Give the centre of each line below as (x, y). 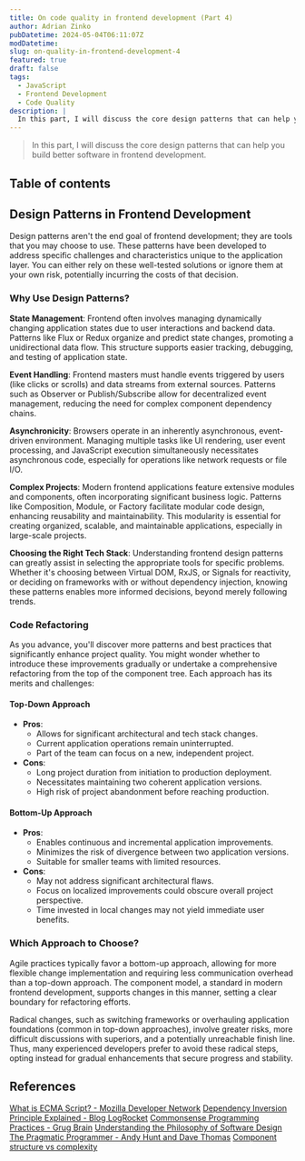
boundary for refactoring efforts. (70, 1002)
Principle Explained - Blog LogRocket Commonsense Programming (134, 1118)
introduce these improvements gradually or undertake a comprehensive (143, 664)
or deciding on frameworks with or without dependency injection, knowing (148, 582)
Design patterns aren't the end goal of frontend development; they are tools (151, 236)
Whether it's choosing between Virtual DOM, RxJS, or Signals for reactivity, (150, 572)
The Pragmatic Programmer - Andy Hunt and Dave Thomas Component (143, 1137)
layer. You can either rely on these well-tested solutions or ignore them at (146, 265)
